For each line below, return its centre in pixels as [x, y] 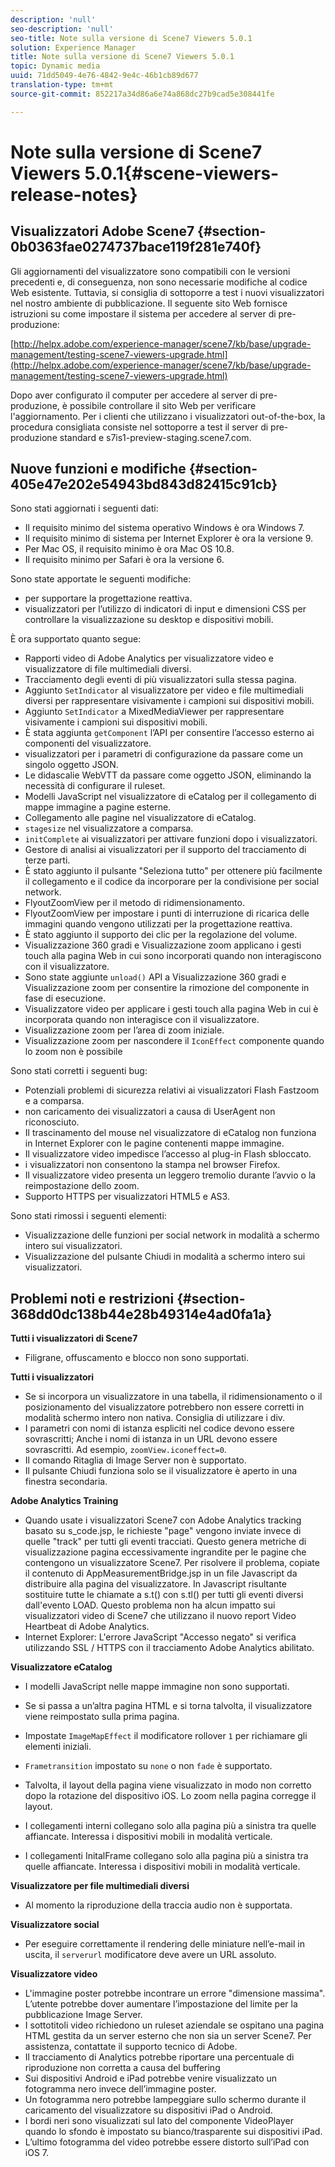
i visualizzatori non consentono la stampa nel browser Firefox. [152, 1165]
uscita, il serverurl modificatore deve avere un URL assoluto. [150, 1955]
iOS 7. [37, 2153]
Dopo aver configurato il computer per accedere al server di [134, 395]
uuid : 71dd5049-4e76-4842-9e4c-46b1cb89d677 [104, 76]
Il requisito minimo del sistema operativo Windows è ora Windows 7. [164, 528]
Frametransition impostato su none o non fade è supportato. [148, 1766]
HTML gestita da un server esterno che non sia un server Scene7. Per [168, 2036]
